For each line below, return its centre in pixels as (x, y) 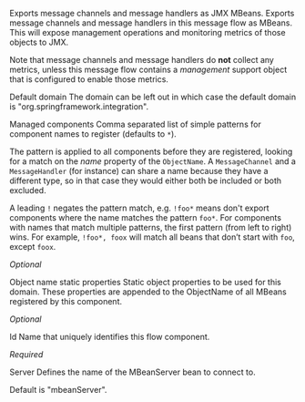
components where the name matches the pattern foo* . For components (146, 217)
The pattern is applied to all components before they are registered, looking (151, 151)
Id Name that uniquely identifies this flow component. (110, 337)
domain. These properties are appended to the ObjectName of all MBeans (148, 292)
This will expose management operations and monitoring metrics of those (147, 32)
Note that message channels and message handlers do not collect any (142, 60)
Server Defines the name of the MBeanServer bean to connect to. (133, 372)
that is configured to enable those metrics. (89, 79)
